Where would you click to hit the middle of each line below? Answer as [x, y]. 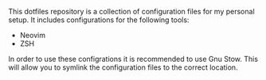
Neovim [33, 35]
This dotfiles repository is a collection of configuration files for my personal [131, 11]
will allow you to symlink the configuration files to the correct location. [123, 67]
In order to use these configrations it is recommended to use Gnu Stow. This [133, 59]
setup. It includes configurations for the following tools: [99, 20]
